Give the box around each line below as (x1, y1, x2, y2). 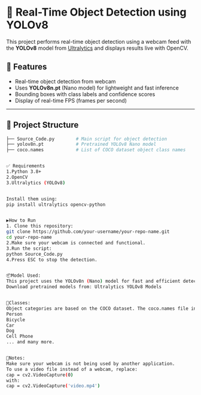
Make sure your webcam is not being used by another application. (6, 360, 175, 367)
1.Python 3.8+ (6, 169, 42, 175)
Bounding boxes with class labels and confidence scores (14, 90, 156, 98)
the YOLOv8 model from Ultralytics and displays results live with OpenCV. (6, 44, 188, 52)
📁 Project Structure (6, 120, 79, 130)
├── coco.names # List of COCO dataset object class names (6, 147, 186, 153)
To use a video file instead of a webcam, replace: (6, 366, 138, 372)
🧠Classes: (6, 300, 31, 306)
